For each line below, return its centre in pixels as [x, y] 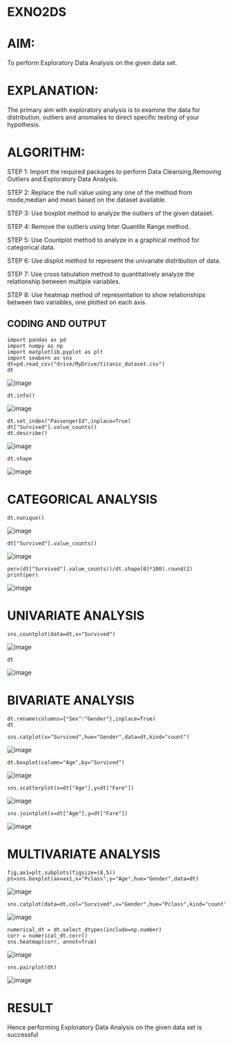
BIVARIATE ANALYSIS [71, 700]
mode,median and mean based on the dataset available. [87, 200]
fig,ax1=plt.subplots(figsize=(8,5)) [61, 873]
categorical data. [31, 247]
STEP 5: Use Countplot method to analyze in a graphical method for [104, 240]
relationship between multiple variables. [64, 281]
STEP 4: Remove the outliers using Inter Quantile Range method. [99, 226]
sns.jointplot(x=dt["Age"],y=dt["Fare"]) [68, 813]
